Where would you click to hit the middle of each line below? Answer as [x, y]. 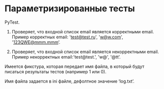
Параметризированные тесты [70, 9]
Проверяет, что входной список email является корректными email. [83, 31]
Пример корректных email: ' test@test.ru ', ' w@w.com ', [67, 37]
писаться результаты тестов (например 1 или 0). [55, 71]
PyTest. [12, 22]
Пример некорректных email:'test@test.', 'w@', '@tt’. [66, 57]
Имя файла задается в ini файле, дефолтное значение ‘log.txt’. [69, 81]
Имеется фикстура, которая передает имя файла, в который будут [75, 66]
